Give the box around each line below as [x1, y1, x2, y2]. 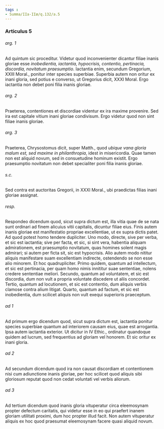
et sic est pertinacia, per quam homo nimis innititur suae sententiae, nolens [5, 266, 157, 272]
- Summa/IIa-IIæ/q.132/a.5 [5, 12, 60, 17]
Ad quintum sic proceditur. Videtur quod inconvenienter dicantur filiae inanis [5, 55, 159, 61]
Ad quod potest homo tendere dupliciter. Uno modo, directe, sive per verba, [5, 234, 158, 240]
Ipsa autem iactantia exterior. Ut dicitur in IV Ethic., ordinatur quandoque [5, 329, 151, 335]
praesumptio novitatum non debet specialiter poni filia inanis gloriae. [5, 161, 143, 167]
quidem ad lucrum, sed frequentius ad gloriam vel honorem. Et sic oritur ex [5, 334, 156, 340]
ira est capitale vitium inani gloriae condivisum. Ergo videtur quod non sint [5, 113, 154, 119]
